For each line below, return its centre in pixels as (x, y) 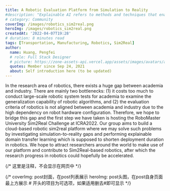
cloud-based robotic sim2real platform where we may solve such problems (83, 129)
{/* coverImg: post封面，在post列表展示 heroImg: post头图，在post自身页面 (84, 177)
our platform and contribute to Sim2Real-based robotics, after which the (80, 150)
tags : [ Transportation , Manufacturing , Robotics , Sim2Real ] (70, 43)
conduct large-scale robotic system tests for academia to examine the (78, 96)
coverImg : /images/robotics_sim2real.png (50, 24)
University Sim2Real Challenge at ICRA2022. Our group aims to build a (79, 123)
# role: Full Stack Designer (40, 57)
